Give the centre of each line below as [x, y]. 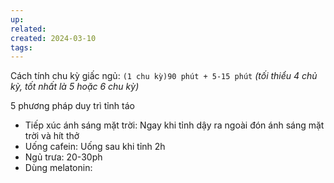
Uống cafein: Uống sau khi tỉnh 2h [95, 147]
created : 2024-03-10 [53, 38]
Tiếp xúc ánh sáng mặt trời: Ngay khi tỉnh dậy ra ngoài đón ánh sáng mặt [174, 125]
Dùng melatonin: [58, 168]
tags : [21, 47]
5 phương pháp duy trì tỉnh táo [72, 106]
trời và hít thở [52, 136]
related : [28, 29]
